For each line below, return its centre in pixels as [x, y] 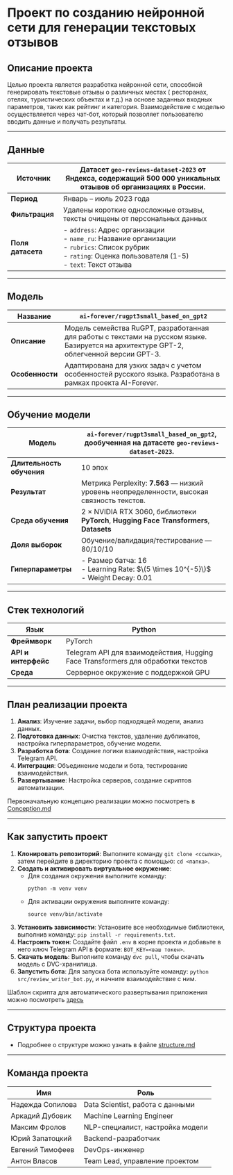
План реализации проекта [67, 704]
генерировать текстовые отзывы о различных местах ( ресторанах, [108, 92]
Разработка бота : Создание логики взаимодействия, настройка [113, 751]
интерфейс [30, 662]
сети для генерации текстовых [102, 27]
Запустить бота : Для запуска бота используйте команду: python [113, 971]
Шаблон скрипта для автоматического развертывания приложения [107, 992]
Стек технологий [46, 610]
